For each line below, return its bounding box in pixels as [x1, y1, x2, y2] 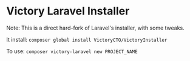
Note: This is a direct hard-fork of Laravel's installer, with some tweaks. [6, 24, 185, 31]
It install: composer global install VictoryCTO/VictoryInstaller [6, 36, 168, 43]
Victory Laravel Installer [6, 4, 130, 18]
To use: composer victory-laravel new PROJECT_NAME [6, 47, 138, 55]
